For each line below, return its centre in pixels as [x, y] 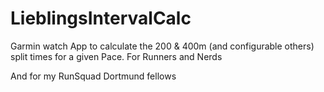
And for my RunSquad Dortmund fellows [93, 76]
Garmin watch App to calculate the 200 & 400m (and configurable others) [162, 46]
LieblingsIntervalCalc [101, 18]
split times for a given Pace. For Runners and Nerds [116, 56]
